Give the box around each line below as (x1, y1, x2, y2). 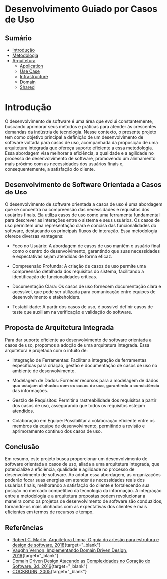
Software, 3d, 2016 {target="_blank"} (12, 563, 88, 569)
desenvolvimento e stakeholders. (12, 294, 81, 300)
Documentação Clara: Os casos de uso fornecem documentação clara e (12, 283, 161, 289)
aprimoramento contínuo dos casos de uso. (12, 428, 102, 434)
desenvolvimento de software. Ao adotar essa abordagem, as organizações (5, 472, 161, 478)
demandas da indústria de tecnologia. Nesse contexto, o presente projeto (5, 129, 157, 135)
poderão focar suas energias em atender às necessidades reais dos (5, 477, 145, 483)
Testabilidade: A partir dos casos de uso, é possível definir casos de (12, 303, 153, 310)
